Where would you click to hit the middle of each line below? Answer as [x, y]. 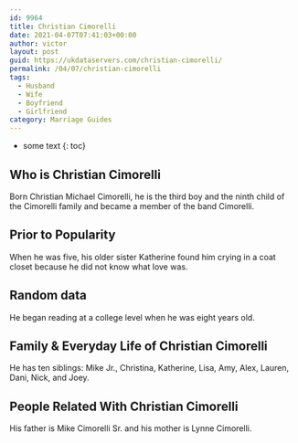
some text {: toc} [54, 146]
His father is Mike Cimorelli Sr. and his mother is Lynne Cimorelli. [131, 428]
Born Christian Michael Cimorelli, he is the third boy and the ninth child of [147, 196]
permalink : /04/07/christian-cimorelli [85, 69]
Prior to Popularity [63, 235]
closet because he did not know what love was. [99, 267]
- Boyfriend [41, 103]
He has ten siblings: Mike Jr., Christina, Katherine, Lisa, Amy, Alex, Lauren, [149, 368]
